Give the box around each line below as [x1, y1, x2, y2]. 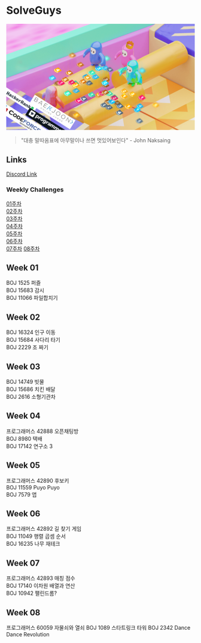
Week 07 [6, 558, 40, 568]
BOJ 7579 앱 [6, 491, 37, 498]
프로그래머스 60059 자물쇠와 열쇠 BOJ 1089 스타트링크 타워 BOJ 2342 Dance [6, 624, 191, 632]
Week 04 [6, 411, 41, 421]
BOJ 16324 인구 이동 [6, 329, 56, 336]
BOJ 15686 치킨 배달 [6, 385, 56, 393]
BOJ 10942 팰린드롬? [6, 590, 57, 597]
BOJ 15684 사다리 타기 [6, 336, 61, 344]
